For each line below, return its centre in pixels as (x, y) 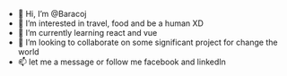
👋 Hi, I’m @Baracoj (52, 14)
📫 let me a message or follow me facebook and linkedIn (122, 62)
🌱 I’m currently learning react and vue (87, 33)
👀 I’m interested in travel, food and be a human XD (111, 23)
